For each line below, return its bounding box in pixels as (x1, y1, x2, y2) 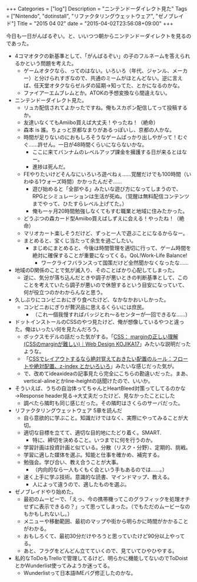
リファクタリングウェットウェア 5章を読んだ (14, 407, 122, 414)
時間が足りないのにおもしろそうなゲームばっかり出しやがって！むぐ (23, 134, 188, 141)
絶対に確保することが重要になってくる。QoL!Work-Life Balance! (32, 252, 188, 259)
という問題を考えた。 (25, 60, 77, 67)
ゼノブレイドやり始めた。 (14, 488, 77, 495)
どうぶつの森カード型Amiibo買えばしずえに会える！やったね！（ (23, 215, 179, 222)
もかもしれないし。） (23, 511, 73, 517)
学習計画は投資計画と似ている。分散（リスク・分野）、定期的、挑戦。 (23, 444, 191, 451)
